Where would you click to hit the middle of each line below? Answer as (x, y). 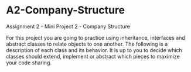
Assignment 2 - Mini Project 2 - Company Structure (68, 26)
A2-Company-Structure (66, 10)
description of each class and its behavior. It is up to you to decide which (94, 50)
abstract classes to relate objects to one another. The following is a (87, 44)
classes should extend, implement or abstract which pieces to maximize (93, 56)
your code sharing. (29, 63)
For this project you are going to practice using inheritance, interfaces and (96, 37)
